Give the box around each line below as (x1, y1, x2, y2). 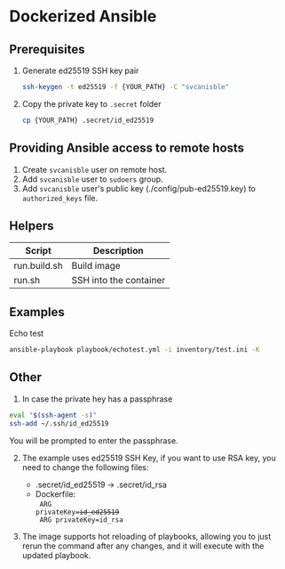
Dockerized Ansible (9, 6, 157, 27)
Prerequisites (9, 42, 85, 57)
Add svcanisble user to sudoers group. (21, 174, 163, 184)
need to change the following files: (21, 461, 149, 473)
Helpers (9, 218, 54, 233)
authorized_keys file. (21, 192, 99, 203)
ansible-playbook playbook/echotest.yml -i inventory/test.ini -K (9, 345, 260, 354)
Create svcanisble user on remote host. (21, 164, 168, 175)
